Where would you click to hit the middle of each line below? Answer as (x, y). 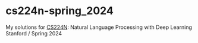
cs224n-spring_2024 (60, 11)
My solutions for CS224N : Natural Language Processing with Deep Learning (99, 27)
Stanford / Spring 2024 (34, 33)
